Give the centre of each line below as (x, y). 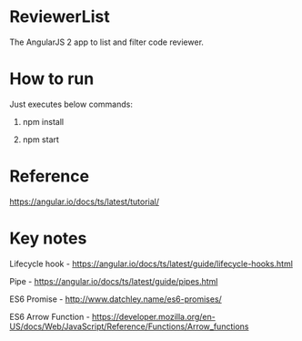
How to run (52, 79)
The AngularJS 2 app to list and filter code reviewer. (107, 42)
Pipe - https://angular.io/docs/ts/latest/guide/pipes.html (114, 281)
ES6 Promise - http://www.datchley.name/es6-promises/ (116, 299)
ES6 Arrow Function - (50, 316)
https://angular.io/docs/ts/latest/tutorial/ (84, 201)
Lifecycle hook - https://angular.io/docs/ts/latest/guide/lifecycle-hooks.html (151, 263)
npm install (43, 121)
